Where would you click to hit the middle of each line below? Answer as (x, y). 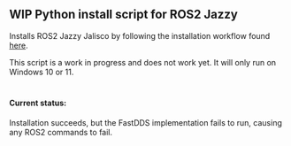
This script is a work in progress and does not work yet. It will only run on (143, 62)
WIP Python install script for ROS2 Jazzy (124, 15)
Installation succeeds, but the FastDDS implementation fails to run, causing (146, 122)
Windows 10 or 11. (42, 72)
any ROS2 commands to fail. (61, 132)
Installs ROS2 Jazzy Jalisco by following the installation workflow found (140, 35)
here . (19, 45)
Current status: (38, 103)
